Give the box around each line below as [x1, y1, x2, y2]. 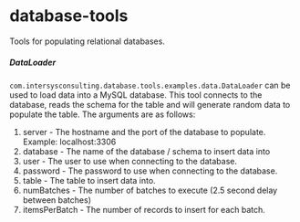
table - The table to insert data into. [22, 174, 157, 185]
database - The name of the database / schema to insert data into [22, 145, 271, 156]
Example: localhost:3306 [22, 136, 117, 147]
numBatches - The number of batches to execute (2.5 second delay [22, 185, 278, 196]
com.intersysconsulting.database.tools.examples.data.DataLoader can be [9, 79, 291, 90]
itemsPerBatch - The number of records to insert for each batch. [22, 204, 266, 215]
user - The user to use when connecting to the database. [22, 155, 238, 166]
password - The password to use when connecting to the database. [22, 165, 278, 176]
